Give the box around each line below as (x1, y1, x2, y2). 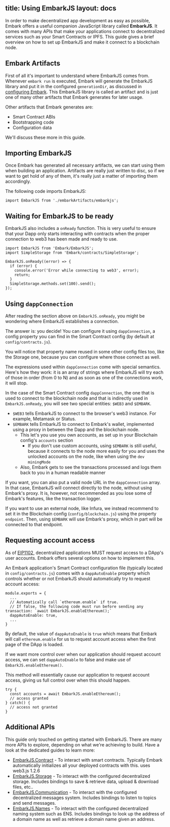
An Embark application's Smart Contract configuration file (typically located (5, 565, 163, 571)
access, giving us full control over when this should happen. (5, 677, 131, 683)
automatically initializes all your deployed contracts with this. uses (12, 762, 150, 768)
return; (14, 272, 30, 278)
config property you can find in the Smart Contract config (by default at (5, 334, 154, 340)
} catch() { (5, 700, 30, 705)
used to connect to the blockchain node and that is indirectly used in (5, 395, 148, 402)
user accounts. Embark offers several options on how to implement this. (5, 555, 155, 561)
